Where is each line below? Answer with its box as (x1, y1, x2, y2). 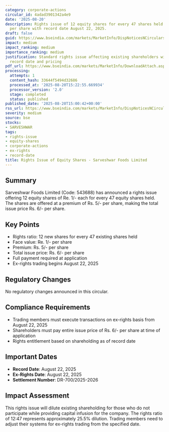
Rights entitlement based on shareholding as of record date (12, 338, 136, 344)
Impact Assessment (5, 392, 69, 400)
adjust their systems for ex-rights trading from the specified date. (5, 421, 141, 427)
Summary (5, 176, 37, 185)
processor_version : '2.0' (10, 87, 64, 92)
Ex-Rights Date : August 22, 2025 (12, 371, 82, 377)
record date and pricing (10, 59, 62, 64)
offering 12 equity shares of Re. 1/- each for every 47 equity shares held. (5, 195, 155, 201)
